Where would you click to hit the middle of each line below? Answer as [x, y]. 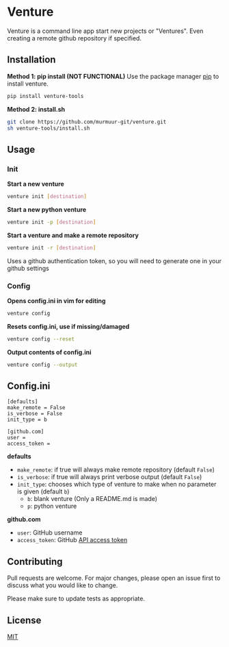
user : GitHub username [50, 533]
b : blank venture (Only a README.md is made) [92, 499]
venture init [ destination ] [47, 197]
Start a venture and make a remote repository [73, 235]
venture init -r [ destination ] [52, 247]
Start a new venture [36, 184]
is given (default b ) [43, 491]
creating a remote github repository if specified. [75, 38]
